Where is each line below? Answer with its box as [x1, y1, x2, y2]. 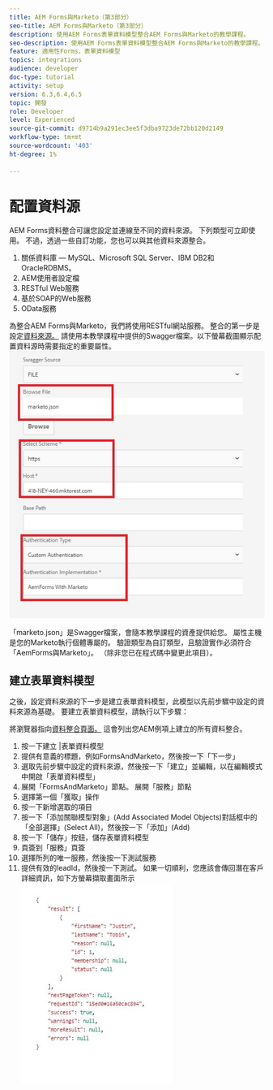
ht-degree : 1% [9, 150, 58, 158]
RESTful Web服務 [20, 283, 79, 293]
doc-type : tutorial [9, 73, 75, 81]
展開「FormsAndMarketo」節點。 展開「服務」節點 [20, 782, 192, 792]
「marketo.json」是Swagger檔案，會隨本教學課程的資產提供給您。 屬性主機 [9, 627, 262, 637]
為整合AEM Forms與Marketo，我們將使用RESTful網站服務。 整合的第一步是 [9, 321, 260, 331]
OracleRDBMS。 [20, 263, 76, 273]
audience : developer [9, 65, 79, 73]
